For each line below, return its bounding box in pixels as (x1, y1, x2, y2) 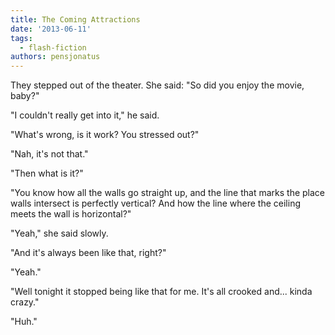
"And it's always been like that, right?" (10, 247, 167, 259)
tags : (10, 33, 33, 43)
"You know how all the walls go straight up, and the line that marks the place (10, 187, 326, 199)
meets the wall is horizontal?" (10, 208, 132, 220)
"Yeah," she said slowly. (10, 227, 109, 240)
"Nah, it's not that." (10, 148, 89, 160)
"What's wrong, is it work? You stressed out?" (10, 129, 200, 141)
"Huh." (10, 316, 38, 328)
